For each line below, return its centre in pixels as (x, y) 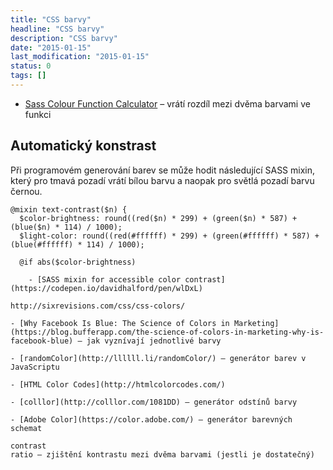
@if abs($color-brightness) (78, 262)
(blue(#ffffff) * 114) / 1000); (77, 244)
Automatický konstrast (83, 146)
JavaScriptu (35, 367)
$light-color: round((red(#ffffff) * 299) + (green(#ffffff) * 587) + (169, 236)
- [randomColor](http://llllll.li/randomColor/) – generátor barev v (158, 358)
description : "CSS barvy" (64, 38)
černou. (26, 191)
